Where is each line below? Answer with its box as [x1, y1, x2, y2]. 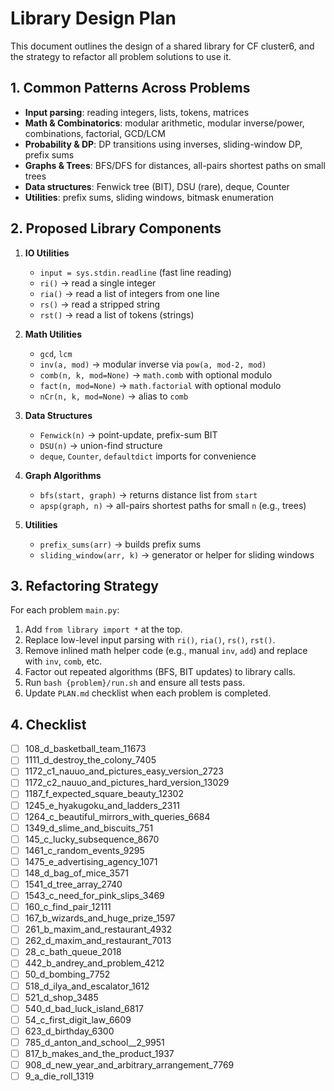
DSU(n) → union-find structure [39, 439, 163, 451]
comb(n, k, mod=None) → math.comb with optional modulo [39, 368, 273, 381]
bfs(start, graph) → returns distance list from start [39, 488, 258, 501]
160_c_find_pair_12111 [24, 901, 112, 913]
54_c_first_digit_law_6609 [24, 1013, 132, 1026]
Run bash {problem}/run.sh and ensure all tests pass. [24, 677, 246, 689]
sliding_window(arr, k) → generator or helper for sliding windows [39, 548, 315, 561]
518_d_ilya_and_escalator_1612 [24, 980, 150, 992]
